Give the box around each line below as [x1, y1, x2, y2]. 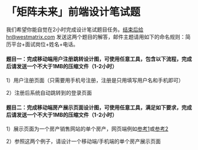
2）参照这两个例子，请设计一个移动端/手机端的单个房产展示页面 [6, 138, 161, 145]
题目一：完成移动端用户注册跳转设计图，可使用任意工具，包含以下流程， [6, 55, 181, 62]
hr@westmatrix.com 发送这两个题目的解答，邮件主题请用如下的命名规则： [6, 33, 186, 40]
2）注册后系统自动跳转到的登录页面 [6, 89, 93, 96]
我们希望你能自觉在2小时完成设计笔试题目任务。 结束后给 [6, 26, 144, 33]
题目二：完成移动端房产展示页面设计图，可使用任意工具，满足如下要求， [6, 104, 181, 111]
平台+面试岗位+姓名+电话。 [11, 41, 78, 48]
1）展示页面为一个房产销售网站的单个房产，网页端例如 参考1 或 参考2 [6, 125, 169, 132]
